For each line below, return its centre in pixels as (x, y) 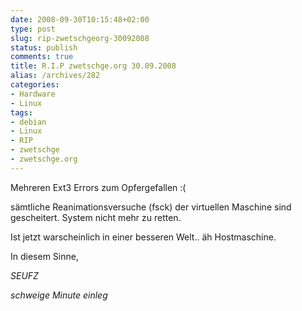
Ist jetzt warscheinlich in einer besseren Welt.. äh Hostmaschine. (143, 237)
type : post (33, 29)
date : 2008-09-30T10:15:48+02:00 (80, 19)
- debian (28, 122)
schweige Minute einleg (59, 295)
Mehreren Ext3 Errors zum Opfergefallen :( (98, 187)
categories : (35, 85)
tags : (21, 112)
